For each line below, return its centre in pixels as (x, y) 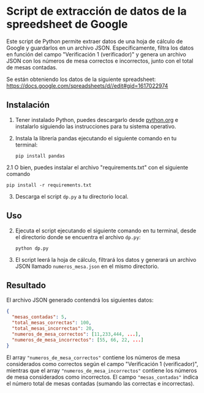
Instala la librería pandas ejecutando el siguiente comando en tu (96, 138)
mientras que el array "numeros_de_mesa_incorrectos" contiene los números (102, 370)
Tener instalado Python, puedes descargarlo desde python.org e (97, 120)
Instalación (28, 105)
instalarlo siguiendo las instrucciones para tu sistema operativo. (96, 126)
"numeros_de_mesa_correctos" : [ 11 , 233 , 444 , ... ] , (76, 334)
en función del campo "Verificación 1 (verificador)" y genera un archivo (96, 54)
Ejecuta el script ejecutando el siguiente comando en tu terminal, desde (106, 231)
